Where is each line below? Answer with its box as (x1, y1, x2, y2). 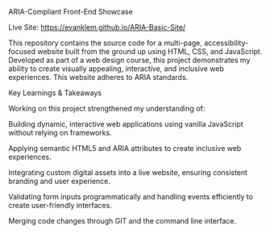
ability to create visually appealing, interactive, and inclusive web (8, 64, 224, 73)
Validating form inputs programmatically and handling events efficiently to (8, 192, 254, 201)
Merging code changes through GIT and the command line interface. (8, 216, 236, 225)
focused (8, 47, 36, 56)
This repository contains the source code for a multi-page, (8, 38, 203, 48)
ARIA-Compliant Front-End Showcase (8, 7, 133, 16)
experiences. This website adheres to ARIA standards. (8, 73, 189, 81)
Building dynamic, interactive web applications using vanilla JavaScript (8, 119, 243, 128)
